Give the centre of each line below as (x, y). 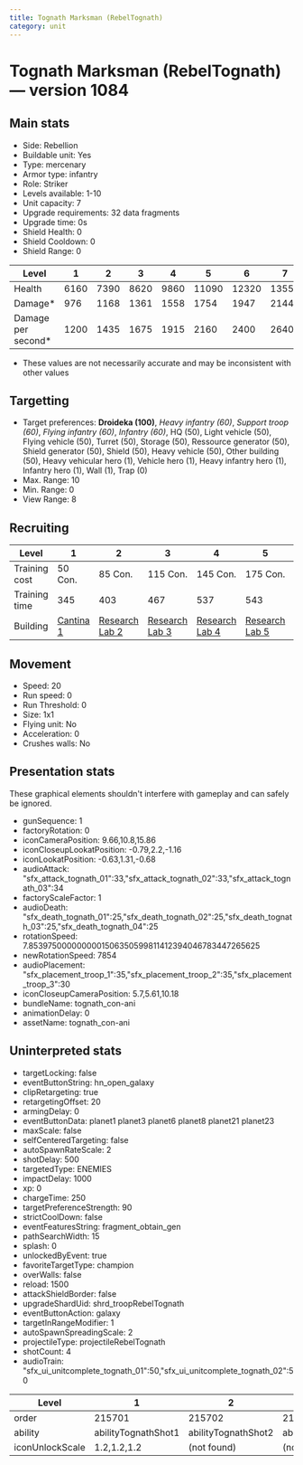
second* (33, 340)
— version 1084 (69, 90)
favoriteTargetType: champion (78, 1265)
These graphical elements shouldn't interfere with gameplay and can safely (149, 793)
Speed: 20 (41, 685)
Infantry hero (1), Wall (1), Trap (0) (85, 470)
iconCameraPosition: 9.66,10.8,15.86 (89, 840)
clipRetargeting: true (60, 1092)
